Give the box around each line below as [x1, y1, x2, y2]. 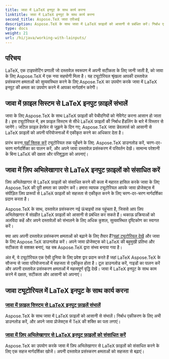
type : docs [5, 26, 28, 31]
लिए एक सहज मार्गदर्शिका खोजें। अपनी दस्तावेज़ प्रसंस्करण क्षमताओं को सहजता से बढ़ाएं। [5, 348, 145, 354]
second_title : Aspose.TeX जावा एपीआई [5, 17, 79, 22]
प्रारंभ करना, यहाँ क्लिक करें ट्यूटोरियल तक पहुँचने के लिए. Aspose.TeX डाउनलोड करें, [5, 139, 146, 146]
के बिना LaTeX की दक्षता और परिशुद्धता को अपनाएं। [5, 151, 89, 157]
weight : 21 [5, 31, 28, 36]
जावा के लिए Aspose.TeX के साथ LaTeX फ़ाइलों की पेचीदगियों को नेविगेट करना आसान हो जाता [5, 113, 161, 119]
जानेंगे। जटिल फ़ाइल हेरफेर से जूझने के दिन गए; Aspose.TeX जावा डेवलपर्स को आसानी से [5, 124, 152, 130]
